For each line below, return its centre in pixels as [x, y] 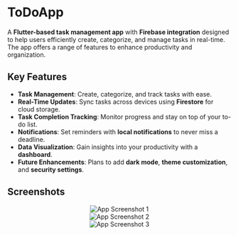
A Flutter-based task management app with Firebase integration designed [118, 32]
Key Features [37, 77]
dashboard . [35, 154]
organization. [27, 55]
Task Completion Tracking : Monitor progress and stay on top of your [119, 116]
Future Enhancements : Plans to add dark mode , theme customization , [123, 162]
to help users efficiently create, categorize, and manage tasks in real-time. [116, 39]
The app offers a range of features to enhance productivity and [100, 47]
